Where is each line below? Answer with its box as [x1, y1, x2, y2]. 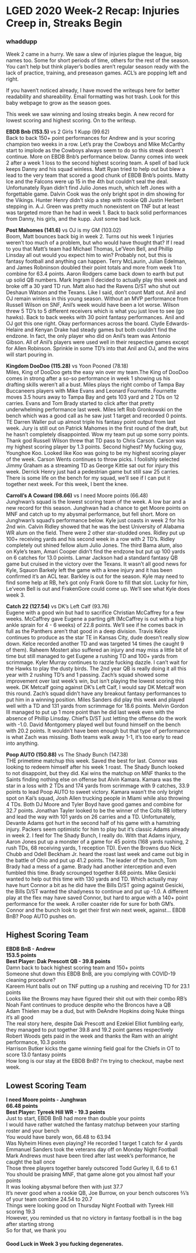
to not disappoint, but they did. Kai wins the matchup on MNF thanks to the [6, 770, 186, 777]
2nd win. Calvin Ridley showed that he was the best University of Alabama [6, 523, 185, 530]
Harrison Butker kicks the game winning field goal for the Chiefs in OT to [6, 1045, 180, 1052]
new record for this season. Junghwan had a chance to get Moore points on [6, 505, 188, 512]
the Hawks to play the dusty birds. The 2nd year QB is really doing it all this [6, 665, 187, 672]
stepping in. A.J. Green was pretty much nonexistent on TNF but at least [6, 203, 180, 210]
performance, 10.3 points [6, 1039, 66, 1046]
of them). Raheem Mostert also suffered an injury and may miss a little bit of [6, 646, 188, 653]
